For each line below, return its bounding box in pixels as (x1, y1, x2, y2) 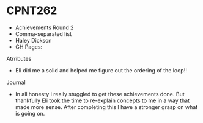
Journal (6, 79, 26, 86)
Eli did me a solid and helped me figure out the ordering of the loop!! (15, 66, 188, 74)
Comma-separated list (15, 30, 72, 37)
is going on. (15, 110, 45, 117)
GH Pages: (15, 43, 43, 51)
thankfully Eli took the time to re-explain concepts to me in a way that (15, 97, 190, 104)
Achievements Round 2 (15, 24, 75, 31)
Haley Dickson (15, 37, 52, 44)
